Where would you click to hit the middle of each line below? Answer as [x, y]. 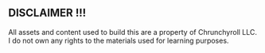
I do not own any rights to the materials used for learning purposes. [119, 40]
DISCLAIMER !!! [47, 13]
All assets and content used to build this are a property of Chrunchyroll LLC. [132, 32]
